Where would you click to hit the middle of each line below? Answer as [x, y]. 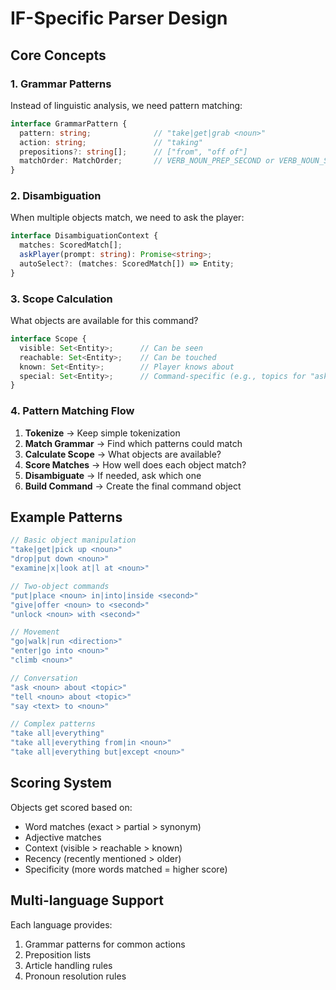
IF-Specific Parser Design [119, 18]
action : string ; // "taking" [111, 142]
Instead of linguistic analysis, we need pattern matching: [126, 105]
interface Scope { [48, 339]
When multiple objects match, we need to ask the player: [127, 218]
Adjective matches [63, 837]
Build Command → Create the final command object [133, 486]
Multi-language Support [87, 900]
